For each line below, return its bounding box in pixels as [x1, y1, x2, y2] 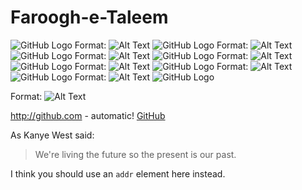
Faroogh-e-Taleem [10, 6, 169, 29]
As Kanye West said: [10, 129, 95, 141]
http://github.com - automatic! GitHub [10, 109, 166, 121]
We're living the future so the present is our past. [34, 148, 237, 160]
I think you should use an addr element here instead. [10, 167, 226, 180]
